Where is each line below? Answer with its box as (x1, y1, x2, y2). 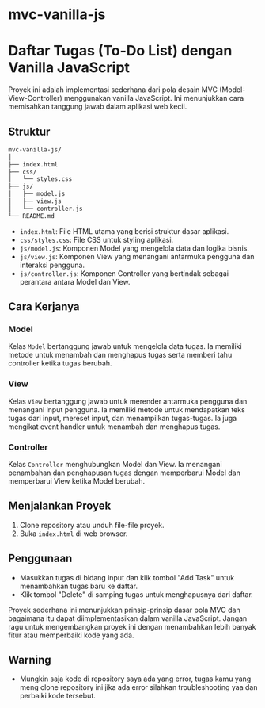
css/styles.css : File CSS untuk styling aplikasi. (19, 235, 174, 244)
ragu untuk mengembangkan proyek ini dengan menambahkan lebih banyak (8, 622, 256, 631)
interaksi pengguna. (19, 260, 85, 270)
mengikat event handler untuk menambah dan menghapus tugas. (8, 422, 221, 431)
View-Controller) (8, 94, 63, 103)
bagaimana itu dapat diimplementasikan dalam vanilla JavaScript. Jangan (8, 613, 248, 623)
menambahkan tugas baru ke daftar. (19, 581, 138, 591)
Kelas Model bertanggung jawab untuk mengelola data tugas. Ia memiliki (8, 342, 243, 351)
